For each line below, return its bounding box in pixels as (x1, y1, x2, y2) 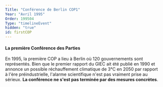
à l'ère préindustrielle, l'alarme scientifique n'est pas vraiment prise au (5, 71, 148, 77)
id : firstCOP (5, 30, 32, 35)
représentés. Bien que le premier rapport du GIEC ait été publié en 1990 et (5, 61, 155, 67)
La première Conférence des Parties (5, 45, 80, 51)
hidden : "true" (5, 25, 36, 30)
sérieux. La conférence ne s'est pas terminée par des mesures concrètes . (5, 77, 159, 83)
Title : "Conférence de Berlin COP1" (5, 7, 80, 12)
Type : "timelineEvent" (5, 21, 52, 26)
